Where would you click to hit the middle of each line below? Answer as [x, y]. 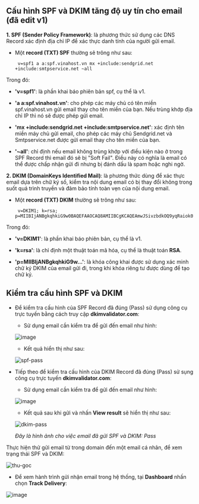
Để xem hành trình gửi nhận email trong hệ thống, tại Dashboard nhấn [100, 477]
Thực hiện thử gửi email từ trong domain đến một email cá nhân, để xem [94, 447]
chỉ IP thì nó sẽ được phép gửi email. [59, 115]
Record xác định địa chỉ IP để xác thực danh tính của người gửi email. [91, 41]
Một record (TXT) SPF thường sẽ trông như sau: [73, 52]
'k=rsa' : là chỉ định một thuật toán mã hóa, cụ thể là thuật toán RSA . [98, 250]
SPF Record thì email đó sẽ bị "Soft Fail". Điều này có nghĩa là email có [101, 157]
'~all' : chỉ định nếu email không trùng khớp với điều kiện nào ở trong [99, 151]
